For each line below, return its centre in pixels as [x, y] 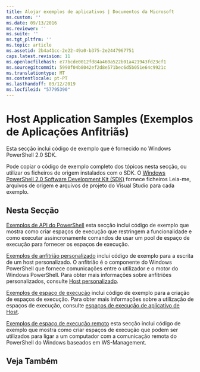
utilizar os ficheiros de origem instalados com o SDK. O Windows [86, 173]
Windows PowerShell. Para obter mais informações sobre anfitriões [89, 275]
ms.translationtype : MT [36, 73]
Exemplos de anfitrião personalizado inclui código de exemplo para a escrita [100, 255]
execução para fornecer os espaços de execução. [68, 244]
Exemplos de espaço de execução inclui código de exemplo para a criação [98, 292]
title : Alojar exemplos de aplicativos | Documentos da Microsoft [90, 12]
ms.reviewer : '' [26, 28]
